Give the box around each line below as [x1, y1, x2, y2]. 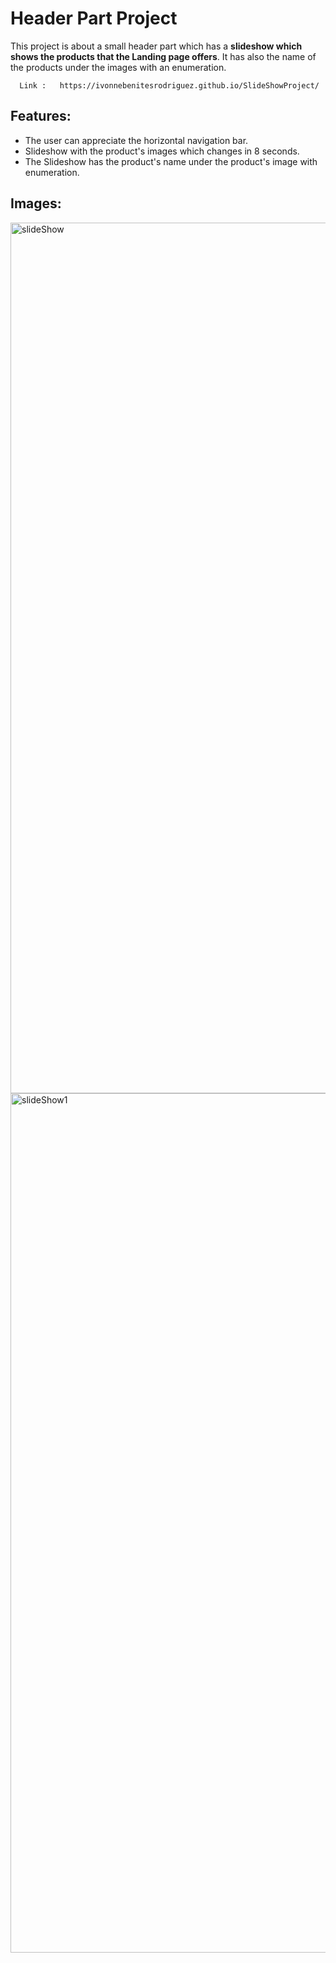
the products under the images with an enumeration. [10, 61, 227, 73]
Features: [10, 108, 72, 125]
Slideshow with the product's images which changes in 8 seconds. [24, 145, 300, 157]
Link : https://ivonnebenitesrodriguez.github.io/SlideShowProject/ [19, 80, 320, 91]
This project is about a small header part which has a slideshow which [10, 40, 303, 52]
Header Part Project [10, 7, 178, 30]
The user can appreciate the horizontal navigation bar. [24, 134, 249, 146]
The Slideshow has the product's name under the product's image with [24, 155, 318, 167]
